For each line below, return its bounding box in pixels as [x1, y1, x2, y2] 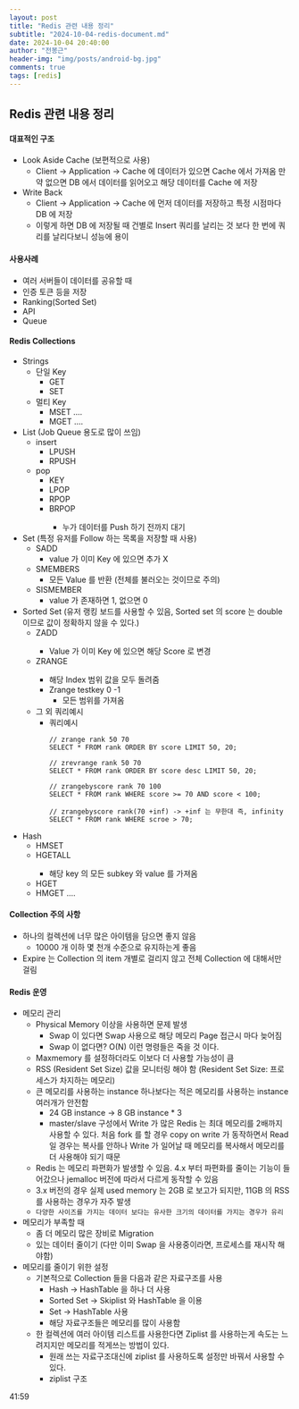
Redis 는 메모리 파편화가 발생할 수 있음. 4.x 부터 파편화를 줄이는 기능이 [35, 1163, 281, 1174]
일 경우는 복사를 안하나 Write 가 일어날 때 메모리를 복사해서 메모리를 [48, 1141, 286, 1152]
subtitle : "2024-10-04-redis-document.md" [9, 30, 170, 38]
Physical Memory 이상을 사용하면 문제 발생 [35, 1019, 187, 1030]
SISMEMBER [35, 584, 82, 595]
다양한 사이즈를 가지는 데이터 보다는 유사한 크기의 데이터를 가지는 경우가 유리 [35, 1208, 284, 1217]
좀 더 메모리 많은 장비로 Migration [35, 1228, 154, 1239]
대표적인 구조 [9, 133, 55, 144]
